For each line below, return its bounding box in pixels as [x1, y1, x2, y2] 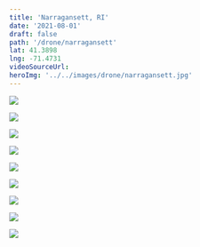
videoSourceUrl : [9, 63, 69, 72]
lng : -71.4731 [9, 54, 62, 63]
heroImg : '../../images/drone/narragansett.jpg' [9, 71, 193, 80]
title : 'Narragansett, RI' [9, 12, 109, 22]
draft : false [9, 29, 58, 38]
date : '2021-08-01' [9, 21, 82, 30]
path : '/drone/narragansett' [9, 37, 117, 47]
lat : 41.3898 [9, 46, 58, 55]
